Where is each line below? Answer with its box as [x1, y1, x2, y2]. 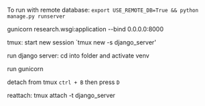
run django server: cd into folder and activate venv [7, 51, 150, 59]
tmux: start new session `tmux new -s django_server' [7, 38, 156, 47]
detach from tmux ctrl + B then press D [7, 78, 120, 86]
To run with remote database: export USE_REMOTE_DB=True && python [7, 6, 199, 14]
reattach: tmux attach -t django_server [7, 92, 115, 99]
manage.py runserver [7, 13, 66, 20]
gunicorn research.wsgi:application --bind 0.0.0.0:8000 [7, 25, 164, 33]
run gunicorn [7, 65, 44, 72]
